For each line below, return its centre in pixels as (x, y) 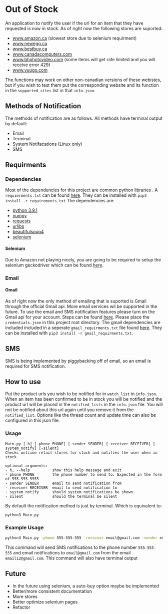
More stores (25, 596)
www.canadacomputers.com (42, 54)
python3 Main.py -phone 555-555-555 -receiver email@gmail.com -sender (81, 538)
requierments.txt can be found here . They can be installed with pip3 (76, 195)
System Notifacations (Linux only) (47, 144)
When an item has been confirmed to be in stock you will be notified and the (84, 399)
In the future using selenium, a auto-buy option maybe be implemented (85, 586)
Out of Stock (32, 9)
